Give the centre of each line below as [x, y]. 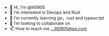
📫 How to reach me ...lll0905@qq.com [48, 29]
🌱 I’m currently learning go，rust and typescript [57, 18]
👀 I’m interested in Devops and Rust [45, 12]
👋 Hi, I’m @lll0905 [27, 7]
